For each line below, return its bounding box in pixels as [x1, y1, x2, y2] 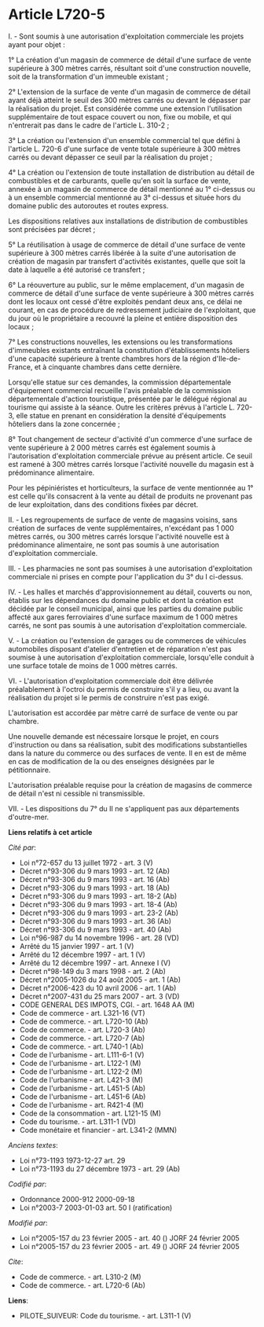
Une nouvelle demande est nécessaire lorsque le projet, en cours [8, 731, 219, 741]
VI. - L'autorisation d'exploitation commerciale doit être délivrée [8, 676, 214, 686]
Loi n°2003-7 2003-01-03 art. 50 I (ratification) [19, 1203, 173, 1212]
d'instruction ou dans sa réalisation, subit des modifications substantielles [8, 740, 247, 749]
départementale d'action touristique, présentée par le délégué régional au [8, 394, 247, 403]
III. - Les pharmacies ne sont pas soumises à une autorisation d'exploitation [8, 564, 253, 573]
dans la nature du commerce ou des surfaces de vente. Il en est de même [8, 748, 247, 758]
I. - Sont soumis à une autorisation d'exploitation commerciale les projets [8, 31, 244, 41]
